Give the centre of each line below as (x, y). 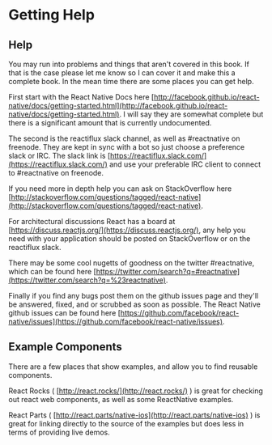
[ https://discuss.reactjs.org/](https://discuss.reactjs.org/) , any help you (127, 230)
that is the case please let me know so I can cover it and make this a (122, 73)
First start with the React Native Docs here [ (81, 97)
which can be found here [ (53, 271)
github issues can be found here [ (65, 313)
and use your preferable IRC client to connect (185, 164)
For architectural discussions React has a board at (92, 221)
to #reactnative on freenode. (56, 173)
